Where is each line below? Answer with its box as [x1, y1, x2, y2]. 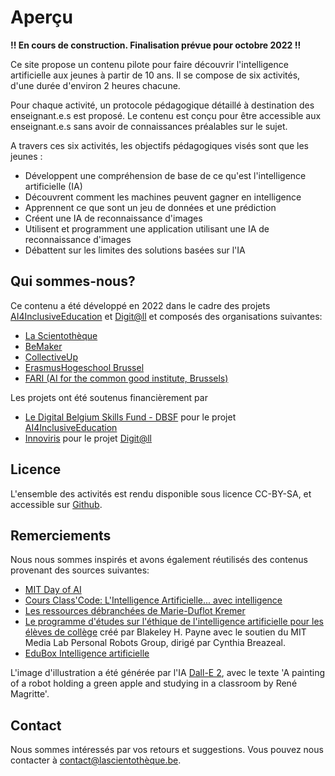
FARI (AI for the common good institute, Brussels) [24, 372, 229, 384]
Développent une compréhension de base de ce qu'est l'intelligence [24, 169, 307, 181]
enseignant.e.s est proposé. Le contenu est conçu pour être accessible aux [10, 109, 322, 121]
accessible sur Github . [10, 498, 103, 510]
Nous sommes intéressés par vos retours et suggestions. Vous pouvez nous [10, 744, 324, 756]
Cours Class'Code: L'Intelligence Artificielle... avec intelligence [24, 594, 283, 606]
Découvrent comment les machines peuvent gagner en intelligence [24, 191, 302, 203]
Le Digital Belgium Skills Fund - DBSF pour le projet [24, 411, 237, 423]
